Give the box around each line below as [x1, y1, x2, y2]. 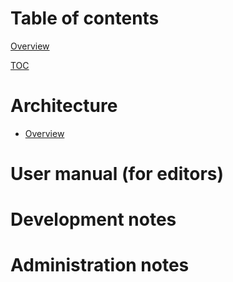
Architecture [10, 95, 118, 117]
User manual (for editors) [10, 163, 225, 186]
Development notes [10, 208, 177, 231]
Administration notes [10, 254, 190, 277]
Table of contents [10, 7, 160, 30]
